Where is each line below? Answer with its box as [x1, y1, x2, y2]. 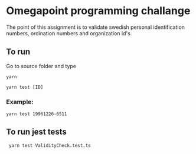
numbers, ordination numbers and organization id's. [6, 29, 132, 36]
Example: [6, 98, 34, 106]
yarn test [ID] [6, 84, 44, 90]
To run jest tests [6, 127, 67, 137]
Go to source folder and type [6, 62, 77, 69]
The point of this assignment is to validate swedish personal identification [6, 24, 185, 31]
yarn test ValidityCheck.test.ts [8, 142, 92, 148]
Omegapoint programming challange [6, 4, 191, 18]
